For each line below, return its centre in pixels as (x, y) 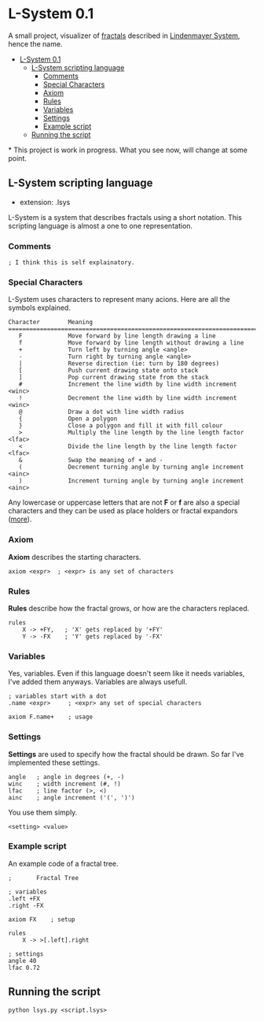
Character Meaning (50, 323)
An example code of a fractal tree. (64, 863)
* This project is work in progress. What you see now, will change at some (128, 150)
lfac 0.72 (24, 968)
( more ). (20, 519)
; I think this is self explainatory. (71, 263)
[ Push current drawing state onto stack (108, 371)
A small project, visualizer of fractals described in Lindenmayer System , (124, 35)
